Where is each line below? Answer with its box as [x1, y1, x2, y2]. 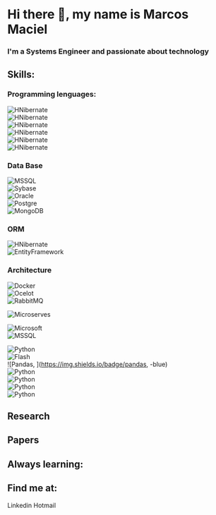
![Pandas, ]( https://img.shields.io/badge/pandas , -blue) [7, 360, 168, 368]
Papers [7, 434, 40, 447]
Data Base [7, 160, 43, 170]
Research [7, 411, 51, 423]
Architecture [7, 265, 52, 275]
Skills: [7, 68, 35, 80]
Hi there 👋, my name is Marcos [7, 6, 189, 23]
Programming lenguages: [7, 90, 97, 99]
